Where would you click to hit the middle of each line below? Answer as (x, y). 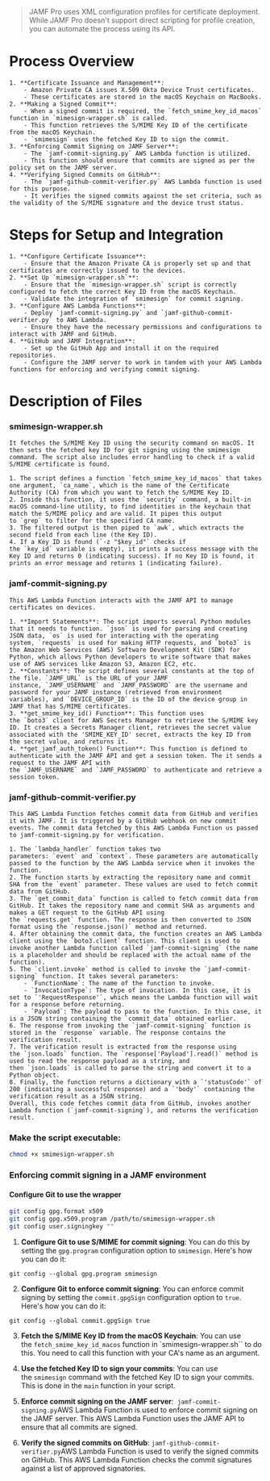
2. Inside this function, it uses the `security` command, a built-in (130, 500)
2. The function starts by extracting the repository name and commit (130, 877)
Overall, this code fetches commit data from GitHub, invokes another (130, 1103)
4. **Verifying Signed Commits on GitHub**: (85, 174)
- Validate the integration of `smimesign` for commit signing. (134, 299)
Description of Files (76, 402)
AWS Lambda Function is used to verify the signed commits (160, 1451)
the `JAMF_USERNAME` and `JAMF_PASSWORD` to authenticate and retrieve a (136, 770)
